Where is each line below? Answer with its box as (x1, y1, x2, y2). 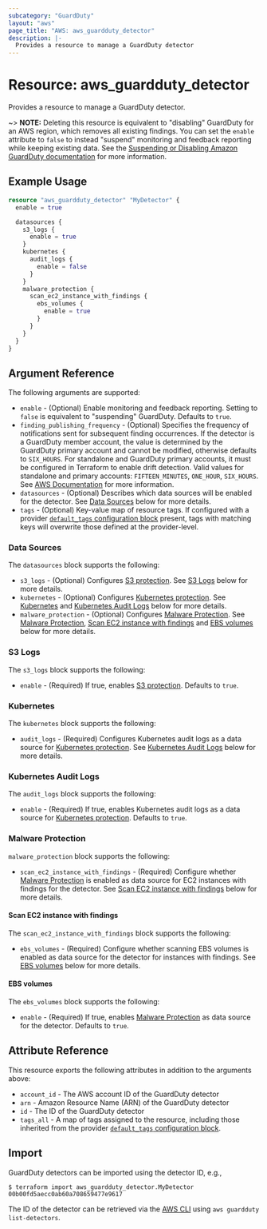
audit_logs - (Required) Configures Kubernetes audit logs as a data (19, 734, 241, 744)
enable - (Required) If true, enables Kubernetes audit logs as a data (19, 804, 241, 814)
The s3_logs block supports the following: (8, 664, 146, 674)
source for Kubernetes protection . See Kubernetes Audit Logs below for (19, 743, 257, 752)
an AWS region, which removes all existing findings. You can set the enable (8, 126, 255, 136)
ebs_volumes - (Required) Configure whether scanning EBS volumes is (19, 944, 249, 953)
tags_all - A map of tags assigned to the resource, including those (19, 1115, 241, 1124)
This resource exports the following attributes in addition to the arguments (8, 1065, 253, 1075)
